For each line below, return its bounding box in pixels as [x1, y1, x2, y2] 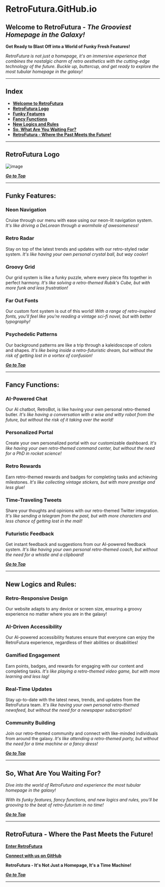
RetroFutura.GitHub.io [5, 3, 97, 15]
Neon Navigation [5, 206, 47, 213]
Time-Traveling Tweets [5, 496, 62, 503]
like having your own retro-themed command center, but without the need [5, 445, 155, 451]
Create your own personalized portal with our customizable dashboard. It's [5, 440, 157, 446]
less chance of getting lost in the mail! [5, 518, 83, 524]
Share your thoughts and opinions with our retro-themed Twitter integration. [5, 508, 159, 514]
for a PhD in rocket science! [5, 450, 62, 456]
